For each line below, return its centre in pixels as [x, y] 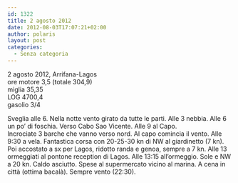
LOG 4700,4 [25, 97]
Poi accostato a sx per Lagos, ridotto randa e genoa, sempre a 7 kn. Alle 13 [117, 149]
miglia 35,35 [26, 89]
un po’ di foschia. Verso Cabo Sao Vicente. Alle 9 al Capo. [92, 126]
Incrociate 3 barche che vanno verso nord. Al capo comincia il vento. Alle [115, 134]
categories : [25, 47]
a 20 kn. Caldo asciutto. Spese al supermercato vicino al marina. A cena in [117, 164]
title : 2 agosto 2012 [40, 21]
